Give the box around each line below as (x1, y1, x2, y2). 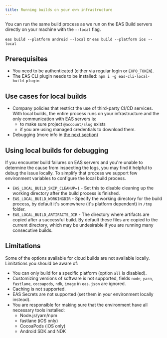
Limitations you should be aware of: (5, 260, 79, 266)
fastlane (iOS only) (19, 318, 58, 324)
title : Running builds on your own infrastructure (5, 7, 113, 12)
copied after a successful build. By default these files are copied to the (12, 217, 158, 223)
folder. (12, 206, 26, 212)
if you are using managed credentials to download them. (19, 127, 136, 133)
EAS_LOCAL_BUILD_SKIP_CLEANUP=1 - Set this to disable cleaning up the (12, 185, 154, 191)
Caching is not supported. (12, 286, 66, 292)
